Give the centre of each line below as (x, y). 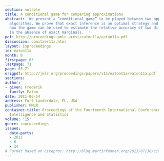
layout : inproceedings (28, 46)
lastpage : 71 (18, 64)
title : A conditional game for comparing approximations (64, 14)
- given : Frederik (24, 87)
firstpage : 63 (20, 60)
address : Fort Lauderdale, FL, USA (41, 101)
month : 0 (14, 55)
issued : (13, 128)
